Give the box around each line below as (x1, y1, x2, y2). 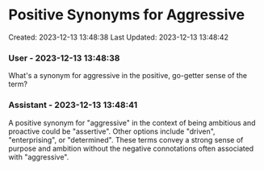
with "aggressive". (8, 151, 69, 162)
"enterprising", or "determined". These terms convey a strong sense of (8, 135, 244, 144)
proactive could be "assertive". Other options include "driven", (8, 126, 216, 136)
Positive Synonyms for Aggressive (8, 6, 245, 24)
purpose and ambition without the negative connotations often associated (8, 143, 254, 153)
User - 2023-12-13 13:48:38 (8, 52, 120, 64)
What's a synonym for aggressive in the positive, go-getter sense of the (8, 71, 248, 81)
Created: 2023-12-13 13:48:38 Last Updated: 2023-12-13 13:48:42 (8, 32, 228, 42)
